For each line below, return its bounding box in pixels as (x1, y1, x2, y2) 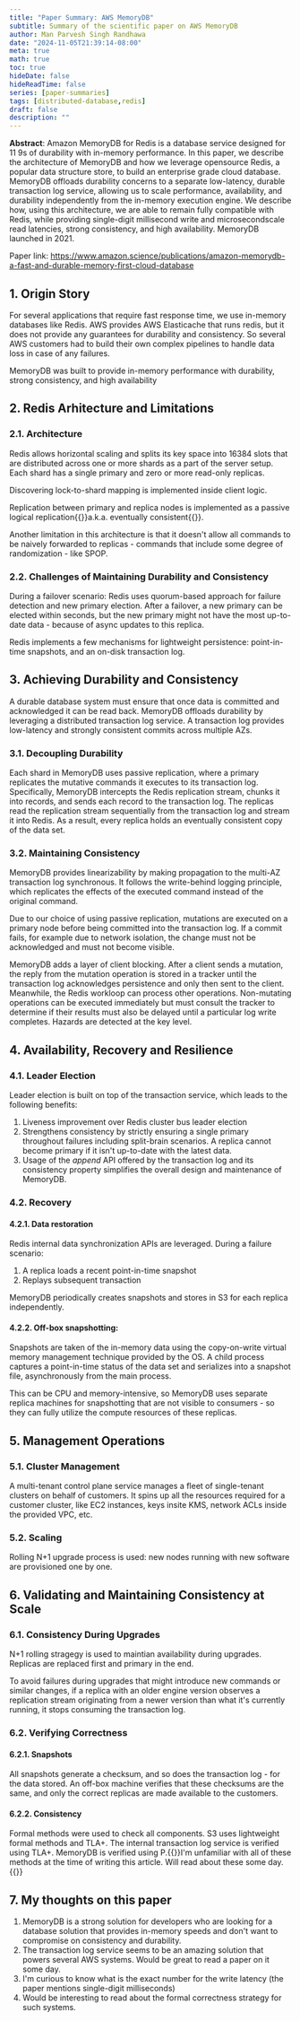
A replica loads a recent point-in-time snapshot (21, 1266, 197, 1276)
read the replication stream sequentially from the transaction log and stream (9, 806, 290, 816)
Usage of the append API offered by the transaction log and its (21, 1154, 254, 1166)
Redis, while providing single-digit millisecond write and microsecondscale (9, 214, 285, 225)
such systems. (21, 2002, 76, 2013)
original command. (9, 896, 79, 907)
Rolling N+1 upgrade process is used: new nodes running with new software (9, 1552, 290, 1563)
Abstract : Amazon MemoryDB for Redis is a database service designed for (9, 138, 287, 149)
